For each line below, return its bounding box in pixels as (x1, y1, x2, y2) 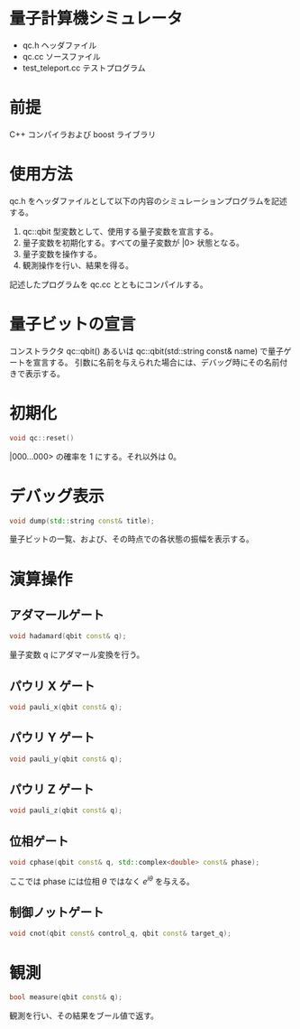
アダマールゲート (9, 607, 105, 623)
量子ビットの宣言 (9, 314, 137, 334)
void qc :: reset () (9, 433, 75, 442)
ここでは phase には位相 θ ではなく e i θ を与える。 (9, 875, 195, 886)
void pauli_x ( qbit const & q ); (9, 703, 123, 712)
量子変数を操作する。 (22, 248, 102, 259)
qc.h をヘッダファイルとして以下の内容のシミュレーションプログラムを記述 (9, 195, 287, 206)
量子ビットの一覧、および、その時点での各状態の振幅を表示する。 (9, 533, 254, 544)
